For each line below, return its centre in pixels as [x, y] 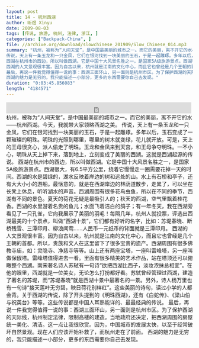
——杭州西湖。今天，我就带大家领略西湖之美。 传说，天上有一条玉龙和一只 [98, 124]
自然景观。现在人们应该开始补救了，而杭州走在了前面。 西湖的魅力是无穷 [100, 331]
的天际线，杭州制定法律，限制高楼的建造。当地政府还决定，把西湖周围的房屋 [99, 317]
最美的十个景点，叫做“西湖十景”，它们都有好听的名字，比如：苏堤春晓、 [99, 221]
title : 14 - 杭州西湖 [31, 17]
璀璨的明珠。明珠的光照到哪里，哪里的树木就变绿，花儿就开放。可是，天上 [102, 139]
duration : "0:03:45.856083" [41, 83]
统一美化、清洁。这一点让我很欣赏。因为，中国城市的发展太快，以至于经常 [97, 324]
